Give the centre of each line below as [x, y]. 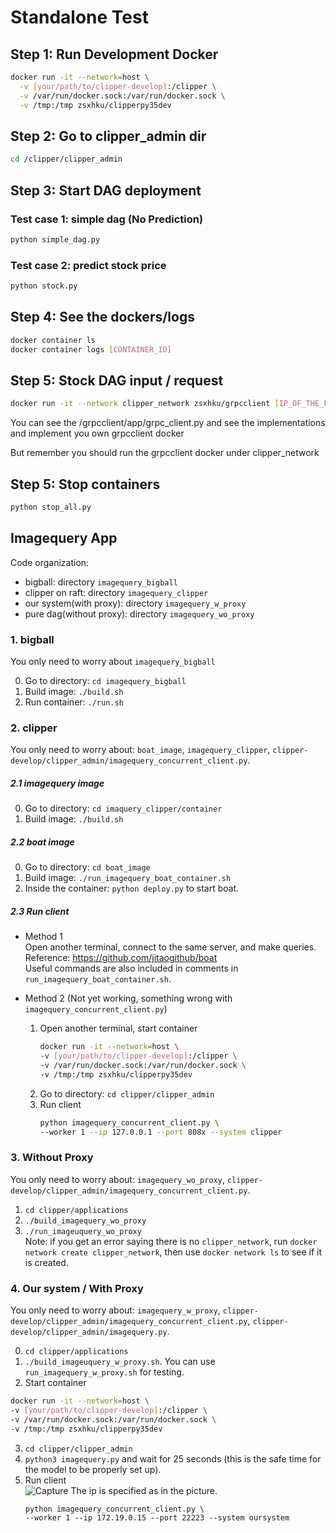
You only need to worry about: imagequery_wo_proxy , [117, 1179]
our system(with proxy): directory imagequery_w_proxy [135, 603]
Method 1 [44, 937]
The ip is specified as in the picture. [144, 1490]
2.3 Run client [40, 911]
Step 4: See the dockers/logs [102, 317]
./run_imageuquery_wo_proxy [83, 1231]
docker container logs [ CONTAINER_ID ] [91, 349]
